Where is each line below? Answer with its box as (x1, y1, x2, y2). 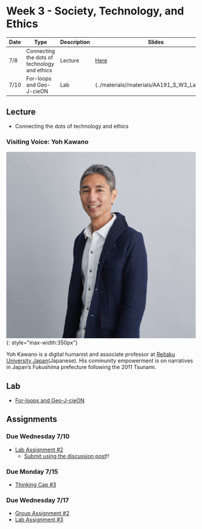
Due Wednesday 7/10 (6, 432, 70, 441)
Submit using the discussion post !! (23, 452, 109, 459)
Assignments (6, 414, 58, 424)
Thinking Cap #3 (14, 481, 57, 488)
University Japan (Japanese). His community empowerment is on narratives (6, 357, 194, 364)
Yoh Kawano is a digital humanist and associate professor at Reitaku (6, 350, 176, 358)
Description (60, 38, 90, 46)
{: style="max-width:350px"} (6, 339, 78, 346)
